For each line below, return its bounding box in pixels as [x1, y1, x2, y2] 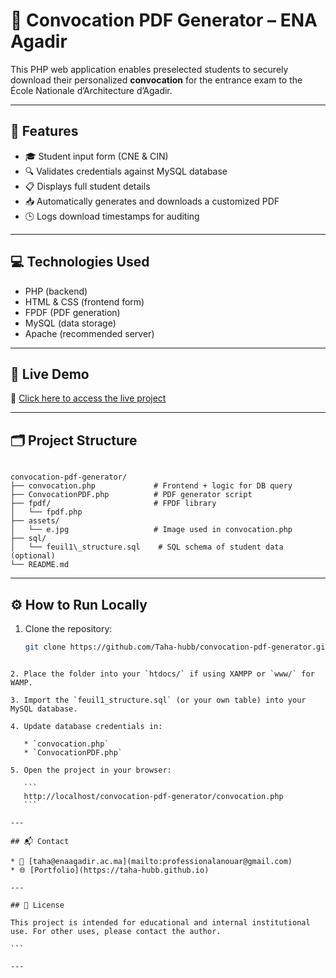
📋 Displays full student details [24, 180, 151, 192]
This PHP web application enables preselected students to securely [10, 63, 289, 75]
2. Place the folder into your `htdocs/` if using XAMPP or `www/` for [10, 669, 315, 679]
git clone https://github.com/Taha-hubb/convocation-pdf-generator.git [24, 642, 330, 652]
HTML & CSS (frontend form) [24, 295, 145, 308]
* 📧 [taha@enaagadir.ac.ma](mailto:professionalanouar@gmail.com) [10, 856, 293, 866]
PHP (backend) [24, 285, 88, 297]
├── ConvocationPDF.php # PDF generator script [10, 490, 253, 500]
